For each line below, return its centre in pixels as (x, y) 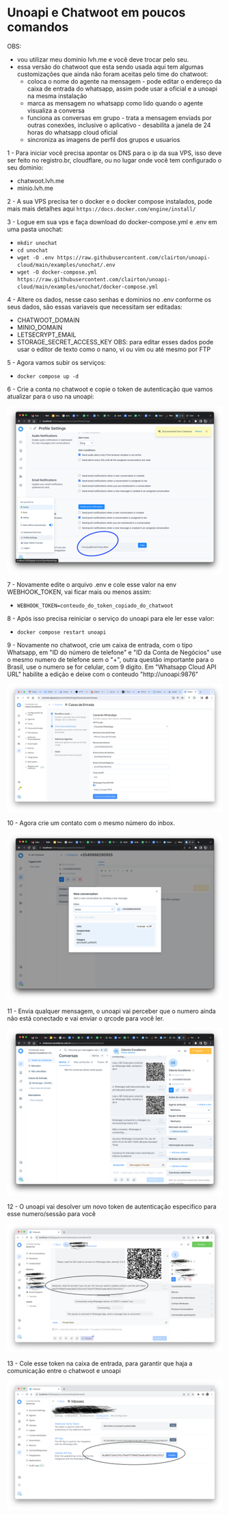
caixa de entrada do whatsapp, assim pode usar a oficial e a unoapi (122, 88)
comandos (38, 27)
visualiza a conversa (56, 110)
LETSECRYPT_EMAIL (46, 335)
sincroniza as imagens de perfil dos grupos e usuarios (104, 139)
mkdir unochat (37, 243)
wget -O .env (36, 258)
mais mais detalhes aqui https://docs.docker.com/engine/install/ (102, 208)
